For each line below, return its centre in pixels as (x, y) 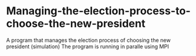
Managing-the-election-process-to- (99, 11)
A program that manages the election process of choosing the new (88, 40)
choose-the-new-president (76, 24)
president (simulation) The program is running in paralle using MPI (88, 46)
